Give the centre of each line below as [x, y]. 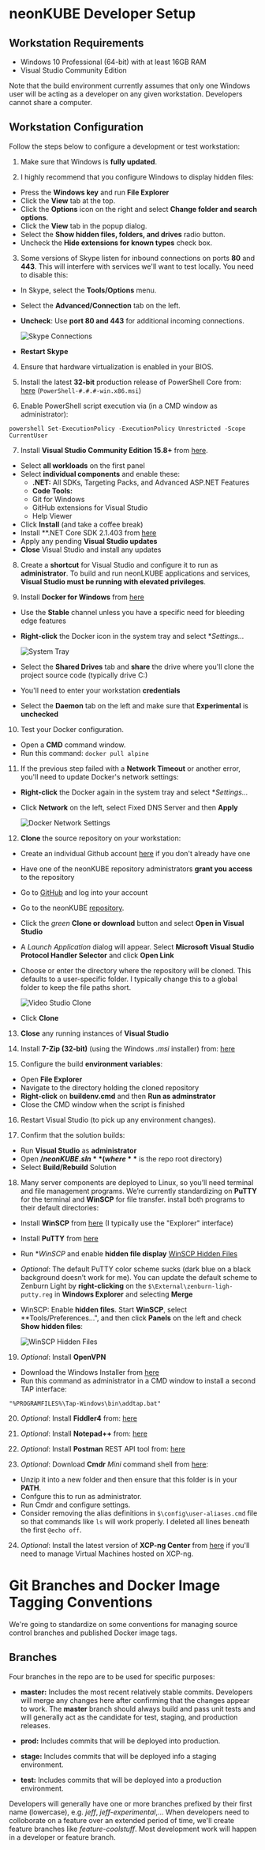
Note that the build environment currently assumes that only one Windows [130, 85]
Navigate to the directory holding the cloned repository [110, 1087]
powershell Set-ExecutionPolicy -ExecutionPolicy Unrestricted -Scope [127, 429]
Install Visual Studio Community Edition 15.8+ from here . [114, 450]
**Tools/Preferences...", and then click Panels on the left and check [131, 1318]
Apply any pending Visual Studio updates [89, 541]
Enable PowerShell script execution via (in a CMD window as [119, 406]
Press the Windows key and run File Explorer [95, 192]
